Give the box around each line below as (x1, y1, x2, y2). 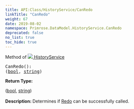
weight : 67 (5, 16, 28, 21)
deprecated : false (5, 30, 43, 35)
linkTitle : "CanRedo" (5, 12, 50, 17)
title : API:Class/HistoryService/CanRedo (5, 7, 93, 12)
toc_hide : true (5, 40, 37, 45)
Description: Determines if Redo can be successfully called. (5, 98, 129, 104)
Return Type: (5, 78, 33, 84)
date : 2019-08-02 (5, 21, 41, 26)
